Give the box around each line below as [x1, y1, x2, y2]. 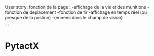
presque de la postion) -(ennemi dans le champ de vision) [5, 15, 123, 20]
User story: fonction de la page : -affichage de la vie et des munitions [5, 4, 147, 10]
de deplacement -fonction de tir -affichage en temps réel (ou [23, 9, 147, 15]
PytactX [5, 40, 39, 52]
